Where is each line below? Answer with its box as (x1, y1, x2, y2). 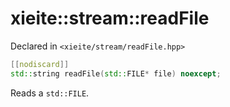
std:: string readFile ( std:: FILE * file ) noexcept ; (10, 68, 222, 79)
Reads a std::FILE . (10, 87, 90, 99)
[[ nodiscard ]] (10, 59, 70, 69)
